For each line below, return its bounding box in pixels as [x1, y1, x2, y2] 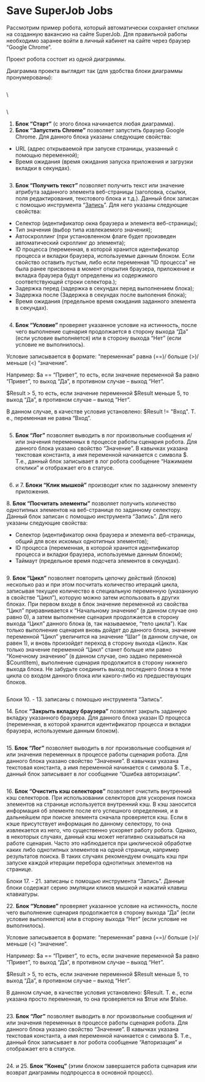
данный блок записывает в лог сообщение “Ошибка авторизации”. [6, 770, 181, 778]
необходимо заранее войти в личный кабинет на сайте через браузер [6, 37, 191, 44]
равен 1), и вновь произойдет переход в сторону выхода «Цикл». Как [6, 639, 188, 647]
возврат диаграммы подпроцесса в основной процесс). [6, 1069, 154, 1076]
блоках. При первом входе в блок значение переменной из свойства [6, 600, 188, 607]
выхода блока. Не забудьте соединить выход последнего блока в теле [6, 665, 192, 672]
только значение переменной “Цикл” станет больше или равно [6, 645, 173, 653]
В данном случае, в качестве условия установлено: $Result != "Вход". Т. [6, 408, 196, 415]
